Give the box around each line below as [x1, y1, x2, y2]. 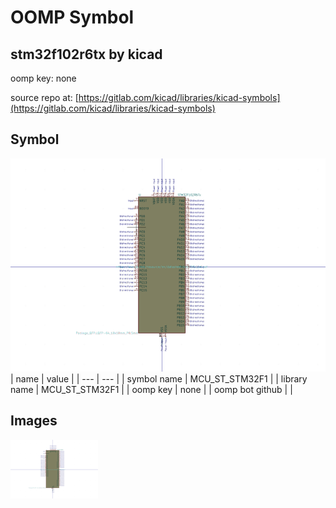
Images [10, 412, 58, 430]
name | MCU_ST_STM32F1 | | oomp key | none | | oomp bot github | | [10, 383, 293, 395]
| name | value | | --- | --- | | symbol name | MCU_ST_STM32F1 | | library [10, 372, 308, 385]
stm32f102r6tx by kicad [10, 46, 163, 63]
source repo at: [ [10, 92, 79, 103]
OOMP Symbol [10, 6, 135, 29]
